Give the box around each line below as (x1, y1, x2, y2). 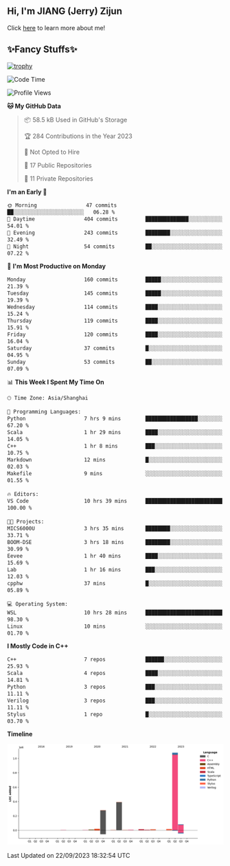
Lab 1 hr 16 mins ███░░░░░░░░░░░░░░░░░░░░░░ (7, 566, 223, 573)
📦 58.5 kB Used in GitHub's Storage (23, 115, 128, 124)
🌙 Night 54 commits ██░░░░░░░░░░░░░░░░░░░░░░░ (7, 243, 223, 250)
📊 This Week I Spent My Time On (7, 378, 104, 386)
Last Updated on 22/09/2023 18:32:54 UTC (7, 851, 130, 859)
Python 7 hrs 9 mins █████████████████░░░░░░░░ (7, 415, 223, 422)
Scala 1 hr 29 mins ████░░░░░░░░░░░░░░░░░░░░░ (7, 429, 223, 435)
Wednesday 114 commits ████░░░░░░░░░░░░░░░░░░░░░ (7, 304, 223, 310)
